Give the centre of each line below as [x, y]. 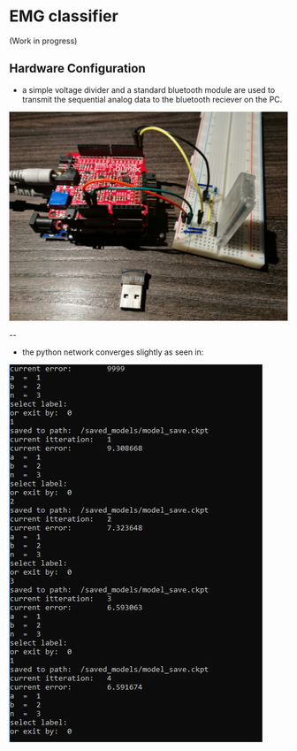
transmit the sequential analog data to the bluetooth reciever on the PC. [152, 99]
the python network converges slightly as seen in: [113, 352]
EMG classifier [64, 16]
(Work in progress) [43, 41]
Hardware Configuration [77, 69]
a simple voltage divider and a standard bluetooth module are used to [148, 89]
